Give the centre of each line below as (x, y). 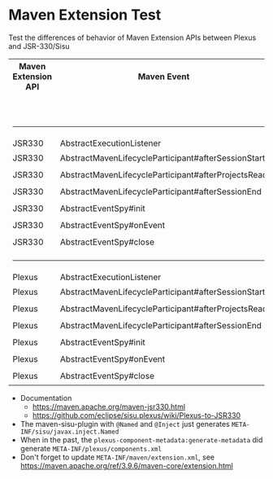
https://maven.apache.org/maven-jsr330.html (108, 406)
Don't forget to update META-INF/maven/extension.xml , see (117, 457)
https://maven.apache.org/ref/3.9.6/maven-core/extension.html (126, 465)
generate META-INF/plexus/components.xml (91, 448)
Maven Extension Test (85, 15)
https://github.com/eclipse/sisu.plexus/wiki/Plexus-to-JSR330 (136, 415)
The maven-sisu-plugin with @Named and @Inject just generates (125, 424)
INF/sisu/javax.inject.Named (69, 432)
